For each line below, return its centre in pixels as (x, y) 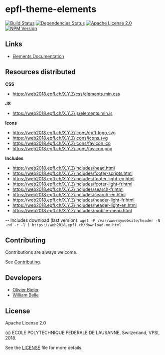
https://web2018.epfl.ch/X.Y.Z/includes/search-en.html (69, 194)
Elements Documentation (38, 56)
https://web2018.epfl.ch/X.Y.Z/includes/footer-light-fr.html (72, 184)
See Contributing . (23, 262)
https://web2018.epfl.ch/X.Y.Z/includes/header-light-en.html (75, 205)
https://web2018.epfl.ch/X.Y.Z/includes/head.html (64, 168)
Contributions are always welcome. (41, 252)
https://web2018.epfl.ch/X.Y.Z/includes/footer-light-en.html (73, 178)
